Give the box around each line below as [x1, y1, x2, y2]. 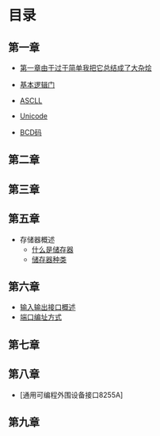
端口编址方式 [19, 312, 62, 322]
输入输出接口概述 [19, 303, 76, 312]
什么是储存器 [31, 245, 74, 254]
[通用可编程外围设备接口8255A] [19, 390, 124, 399]
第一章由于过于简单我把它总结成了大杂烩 [19, 64, 152, 72]
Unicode [19, 111, 48, 121]
